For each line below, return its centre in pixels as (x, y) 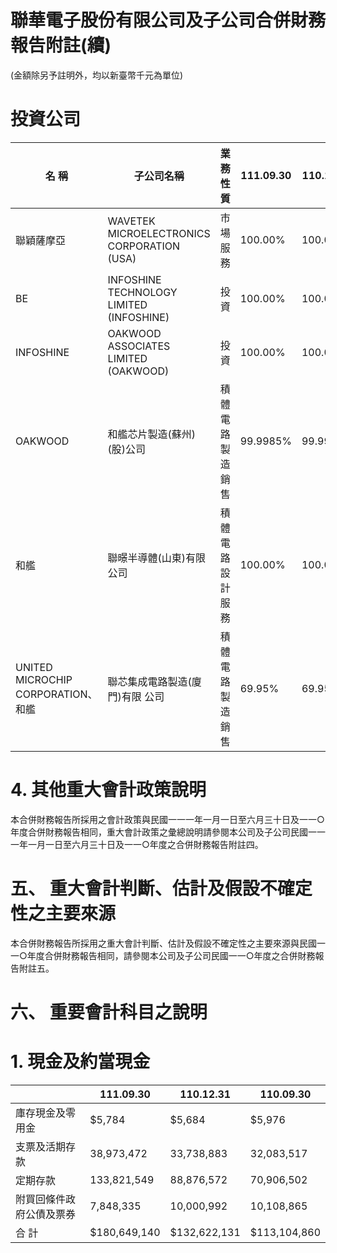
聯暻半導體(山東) (147, 558)
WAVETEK (131, 221)
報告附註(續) (61, 45)
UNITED (34, 667)
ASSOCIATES (139, 346)
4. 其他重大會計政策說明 (108, 790)
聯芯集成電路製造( (149, 681)
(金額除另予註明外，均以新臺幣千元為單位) (97, 75)
